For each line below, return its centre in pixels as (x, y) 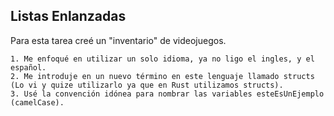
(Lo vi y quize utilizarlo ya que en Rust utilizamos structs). (147, 85)
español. (28, 67)
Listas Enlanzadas (68, 16)
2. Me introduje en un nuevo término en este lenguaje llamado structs (162, 76)
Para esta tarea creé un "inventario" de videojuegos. (118, 40)
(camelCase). (37, 102)
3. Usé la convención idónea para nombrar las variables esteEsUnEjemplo (167, 94)
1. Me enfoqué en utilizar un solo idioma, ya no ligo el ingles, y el (162, 59)
